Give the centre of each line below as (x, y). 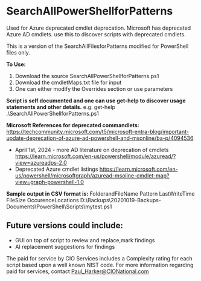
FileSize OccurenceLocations (43, 200)
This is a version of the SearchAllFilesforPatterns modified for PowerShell (97, 46)
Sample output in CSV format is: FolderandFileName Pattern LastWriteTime (101, 193)
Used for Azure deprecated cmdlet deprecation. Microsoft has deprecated (99, 28)
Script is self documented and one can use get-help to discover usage (96, 101)
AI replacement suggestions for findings (65, 246)
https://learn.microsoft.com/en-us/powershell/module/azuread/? (95, 156)
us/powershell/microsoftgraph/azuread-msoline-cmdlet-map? (92, 175)
